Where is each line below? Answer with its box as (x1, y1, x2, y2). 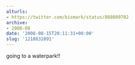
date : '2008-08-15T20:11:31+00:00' (6, 31, 95, 37)
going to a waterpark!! (6, 53, 61, 59)
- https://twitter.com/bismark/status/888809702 (6, 14, 129, 20)
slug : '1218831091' (6, 36, 55, 42)
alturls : (6, 8, 28, 15)
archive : (6, 19, 28, 25)
